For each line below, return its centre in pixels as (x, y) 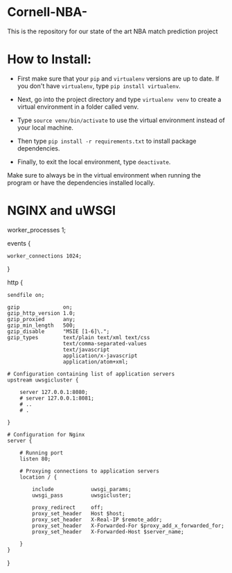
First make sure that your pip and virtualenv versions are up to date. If (118, 78)
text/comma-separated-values (105, 343)
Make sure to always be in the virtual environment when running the (104, 175)
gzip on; (40, 307)
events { (19, 243)
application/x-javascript (100, 356)
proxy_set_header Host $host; (79, 513)
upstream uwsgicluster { (43, 380)
